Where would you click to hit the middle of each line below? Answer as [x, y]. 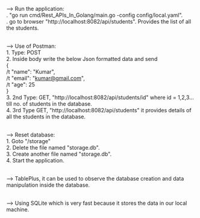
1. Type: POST [23, 53]
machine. [18, 210]
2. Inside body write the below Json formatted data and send [82, 59]
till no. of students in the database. [49, 104]
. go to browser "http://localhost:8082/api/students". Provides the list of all [99, 21]
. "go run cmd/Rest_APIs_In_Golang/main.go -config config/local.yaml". [95, 15]
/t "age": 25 [20, 85]
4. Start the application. [35, 160]
